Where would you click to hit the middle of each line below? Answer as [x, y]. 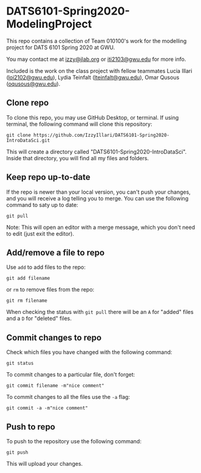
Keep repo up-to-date [48, 177]
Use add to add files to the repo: [46, 267]
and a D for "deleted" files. [39, 318]
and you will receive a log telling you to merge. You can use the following [97, 198]
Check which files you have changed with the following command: [89, 352]
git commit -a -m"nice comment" [47, 408]
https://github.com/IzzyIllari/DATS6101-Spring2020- [101, 135]
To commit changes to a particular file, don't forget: [71, 375]
